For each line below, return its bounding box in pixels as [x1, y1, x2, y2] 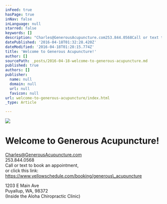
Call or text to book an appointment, [5, 163, 79, 169]
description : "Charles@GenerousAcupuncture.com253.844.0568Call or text [5, 35, 159, 40]
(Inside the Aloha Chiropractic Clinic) [5, 193, 81, 200]
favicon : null [9, 91, 39, 96]
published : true [5, 63, 39, 68]
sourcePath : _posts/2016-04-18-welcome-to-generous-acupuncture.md [5, 58, 148, 63]
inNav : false [5, 16, 32, 21]
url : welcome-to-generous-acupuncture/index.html [5, 95, 110, 100]
